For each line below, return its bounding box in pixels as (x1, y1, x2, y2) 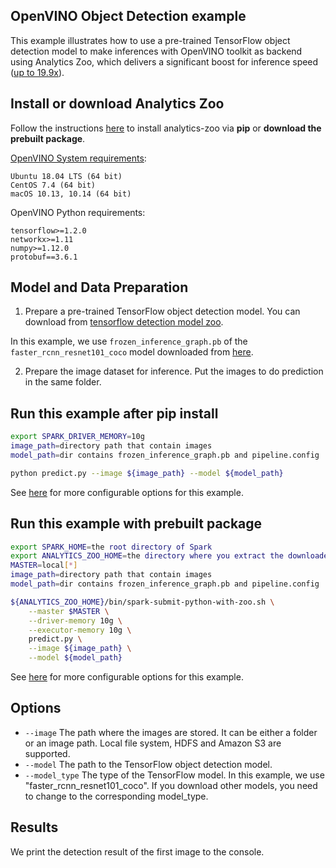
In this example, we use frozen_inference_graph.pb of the (10, 335, 248, 348)
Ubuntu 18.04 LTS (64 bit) (10, 171, 123, 181)
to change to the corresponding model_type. (24, 790, 209, 802)
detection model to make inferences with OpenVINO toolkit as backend (10, 45, 303, 57)
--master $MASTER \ (28, 606, 110, 616)
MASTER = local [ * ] (10, 560, 78, 571)
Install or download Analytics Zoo (10, 95, 225, 113)
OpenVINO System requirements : (10, 152, 147, 164)
